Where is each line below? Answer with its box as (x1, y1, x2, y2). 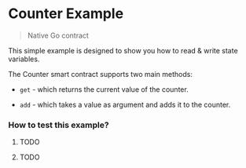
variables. (8, 54, 40, 64)
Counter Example (8, 5, 124, 23)
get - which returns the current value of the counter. (19, 84, 189, 94)
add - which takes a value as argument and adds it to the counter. (19, 100, 231, 109)
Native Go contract (27, 31, 89, 40)
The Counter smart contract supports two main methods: (8, 69, 193, 79)
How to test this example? (8, 119, 109, 130)
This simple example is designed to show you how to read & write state (8, 46, 238, 55)
